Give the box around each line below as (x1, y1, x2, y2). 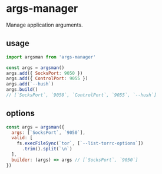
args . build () (6, 87, 38, 93)
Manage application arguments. (6, 21, 84, 28)
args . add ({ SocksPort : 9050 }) (6, 70, 83, 76)
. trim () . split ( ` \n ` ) (21, 146, 72, 152)
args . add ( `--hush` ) (6, 81, 54, 87)
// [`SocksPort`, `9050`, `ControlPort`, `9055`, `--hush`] (6, 92, 157, 98)
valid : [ (11, 135, 33, 141)
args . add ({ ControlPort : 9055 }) (6, 75, 88, 81)
